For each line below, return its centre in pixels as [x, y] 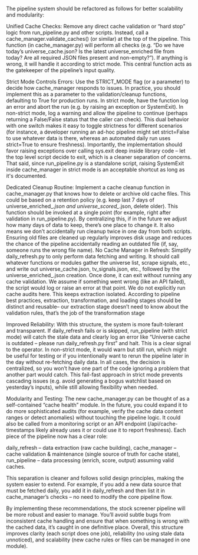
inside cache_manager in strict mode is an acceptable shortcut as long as [95, 170]
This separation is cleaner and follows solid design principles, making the [95, 478]
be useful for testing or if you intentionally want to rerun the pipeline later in [98, 356]
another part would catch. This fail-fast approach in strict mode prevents [94, 374]
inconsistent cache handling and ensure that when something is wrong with [98, 521]
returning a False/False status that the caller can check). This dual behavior [98, 119]
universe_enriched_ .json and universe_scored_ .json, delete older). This [92, 206]
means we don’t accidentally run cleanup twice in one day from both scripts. [99, 231]
